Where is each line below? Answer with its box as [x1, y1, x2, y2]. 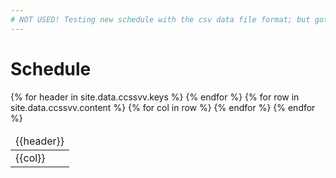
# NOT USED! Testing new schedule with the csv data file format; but [10, 14, 311, 25]
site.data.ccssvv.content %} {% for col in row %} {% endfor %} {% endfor [10, 101, 316, 113]
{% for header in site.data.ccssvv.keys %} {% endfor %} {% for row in [10, 91, 300, 103]
